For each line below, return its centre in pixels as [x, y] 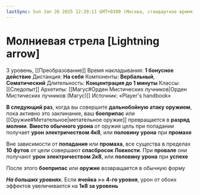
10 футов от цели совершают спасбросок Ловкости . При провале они [97, 150]
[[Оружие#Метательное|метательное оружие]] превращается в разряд [98, 119]
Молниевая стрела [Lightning [83, 41]
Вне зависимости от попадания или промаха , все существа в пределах [99, 144]
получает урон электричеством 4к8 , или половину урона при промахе [99, 132]
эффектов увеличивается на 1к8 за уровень [62, 185]
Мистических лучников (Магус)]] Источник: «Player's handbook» [89, 95]
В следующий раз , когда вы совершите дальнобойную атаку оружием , [99, 107]
